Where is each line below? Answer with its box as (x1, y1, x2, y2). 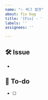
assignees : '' (5, 25, 34, 30)
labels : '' (5, 20, 27, 26)
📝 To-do (5, 77, 30, 85)
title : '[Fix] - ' (5, 16, 43, 21)
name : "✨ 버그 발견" (5, 7, 44, 12)
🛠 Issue (5, 48, 30, 56)
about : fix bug (5, 12, 36, 17)
